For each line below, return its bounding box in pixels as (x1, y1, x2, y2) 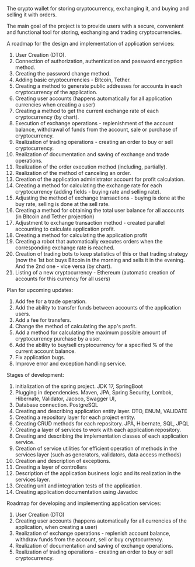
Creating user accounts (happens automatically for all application (15, 95, 172, 102)
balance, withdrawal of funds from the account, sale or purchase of (15, 126, 177, 133)
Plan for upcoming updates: (6, 287, 74, 293)
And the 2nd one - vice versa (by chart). (15, 263, 112, 270)
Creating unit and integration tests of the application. (15, 482, 142, 489)
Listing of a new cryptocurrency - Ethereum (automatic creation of (15, 269, 175, 276)
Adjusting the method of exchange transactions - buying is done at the (15, 194, 186, 201)
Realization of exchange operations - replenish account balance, (15, 530, 171, 537)
